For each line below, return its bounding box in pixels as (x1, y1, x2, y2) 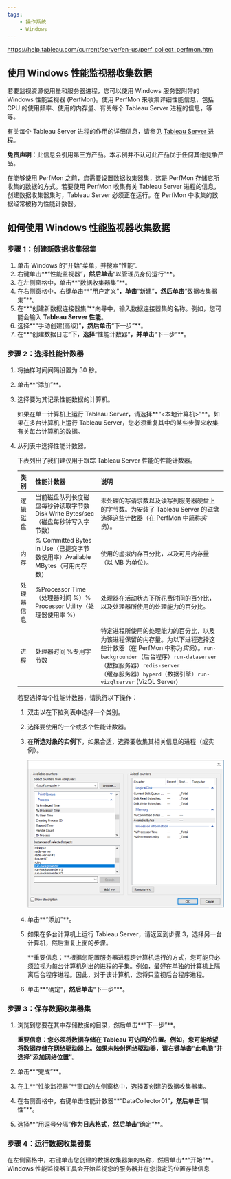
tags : (7, 11, 23, 18)
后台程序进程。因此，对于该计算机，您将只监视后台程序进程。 (33, 970, 208, 978)
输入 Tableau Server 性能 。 (29, 312, 108, 321)
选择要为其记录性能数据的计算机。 (16, 395, 114, 403)
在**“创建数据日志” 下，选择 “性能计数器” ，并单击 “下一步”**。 (16, 330, 190, 338)
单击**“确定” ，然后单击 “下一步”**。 (27, 985, 129, 993)
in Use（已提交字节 (35, 545, 89, 553)
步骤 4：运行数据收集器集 (7, 1138, 91, 1148)
